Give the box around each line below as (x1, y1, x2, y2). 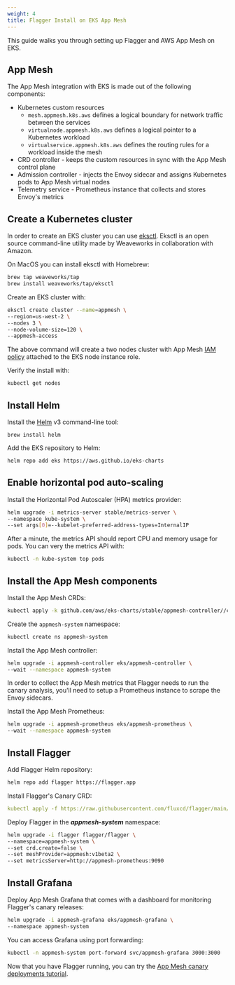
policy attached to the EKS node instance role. (7, 353, 141, 361)
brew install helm (7, 431, 61, 438)
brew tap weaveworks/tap (7, 274, 80, 281)
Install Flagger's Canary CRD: (7, 792, 92, 800)
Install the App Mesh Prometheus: (7, 707, 105, 716)
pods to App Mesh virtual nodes (17, 178, 111, 186)
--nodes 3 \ (7, 320, 42, 327)
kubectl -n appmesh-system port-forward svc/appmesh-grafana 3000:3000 (7, 949, 220, 956)
